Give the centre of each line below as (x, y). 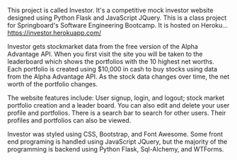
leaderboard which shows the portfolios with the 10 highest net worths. (111, 62)
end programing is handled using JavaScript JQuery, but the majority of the (117, 142)
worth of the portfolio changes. (52, 84)
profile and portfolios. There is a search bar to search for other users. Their (117, 113)
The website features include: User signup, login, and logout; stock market (116, 98)
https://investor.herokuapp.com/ (54, 33)
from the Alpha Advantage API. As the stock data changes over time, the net (118, 76)
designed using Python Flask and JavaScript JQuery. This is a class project (117, 18)
